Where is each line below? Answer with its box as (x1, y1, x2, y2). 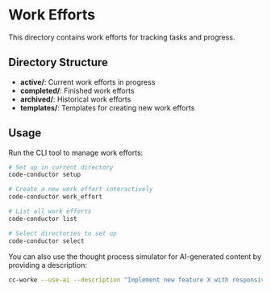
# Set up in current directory (8, 163, 114, 171)
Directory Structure (8, 56, 109, 69)
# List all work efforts (8, 207, 92, 215)
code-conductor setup (8, 171, 81, 179)
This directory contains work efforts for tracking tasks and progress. (8, 32, 236, 42)
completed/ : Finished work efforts (19, 86, 135, 95)
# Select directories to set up (8, 229, 117, 237)
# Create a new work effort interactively (8, 186, 153, 194)
